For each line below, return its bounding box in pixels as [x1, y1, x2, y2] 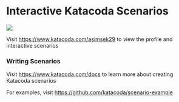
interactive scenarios [6, 42, 59, 49]
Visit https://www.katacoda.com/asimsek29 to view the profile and [6, 35, 173, 43]
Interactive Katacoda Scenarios [6, 4, 169, 18]
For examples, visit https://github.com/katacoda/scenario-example [6, 89, 173, 96]
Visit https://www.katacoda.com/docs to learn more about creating [6, 71, 174, 78]
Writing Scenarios [6, 57, 61, 65]
